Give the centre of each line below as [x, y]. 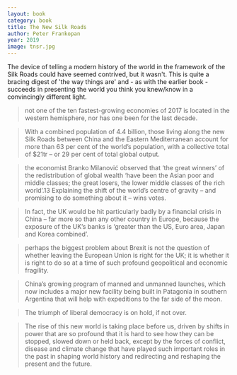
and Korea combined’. [56, 234]
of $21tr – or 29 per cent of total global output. [92, 154]
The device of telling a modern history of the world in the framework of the [116, 67]
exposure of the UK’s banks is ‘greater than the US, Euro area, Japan [125, 226]
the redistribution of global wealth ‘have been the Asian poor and [119, 175]
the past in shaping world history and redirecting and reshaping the [123, 356]
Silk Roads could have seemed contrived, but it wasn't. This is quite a [109, 74]
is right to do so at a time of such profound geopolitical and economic [126, 263]
